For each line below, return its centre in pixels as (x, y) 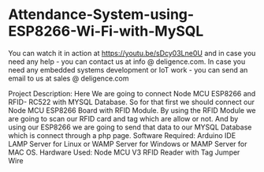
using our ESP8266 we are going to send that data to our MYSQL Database (130, 127)
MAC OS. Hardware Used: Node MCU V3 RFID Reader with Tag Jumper (124, 152)
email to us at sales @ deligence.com (69, 78)
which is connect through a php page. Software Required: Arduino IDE (122, 135)
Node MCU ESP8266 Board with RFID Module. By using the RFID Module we (132, 110)
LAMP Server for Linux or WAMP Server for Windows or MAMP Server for (128, 144)
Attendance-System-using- (101, 15)
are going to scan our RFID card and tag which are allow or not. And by (123, 118)
